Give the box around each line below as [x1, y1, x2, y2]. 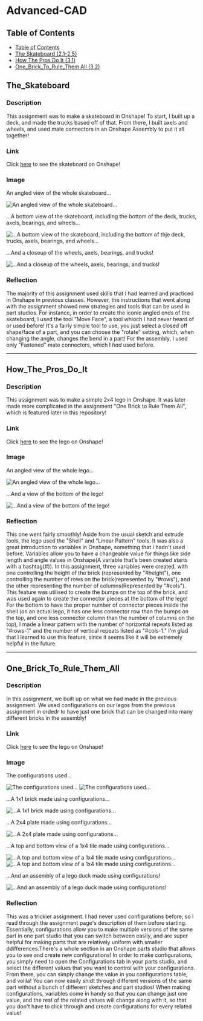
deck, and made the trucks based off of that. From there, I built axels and [6, 119, 188, 126]
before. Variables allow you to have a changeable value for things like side [6, 550, 191, 557]
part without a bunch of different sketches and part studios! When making [6, 983, 190, 991]
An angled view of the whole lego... [6, 466, 94, 474]
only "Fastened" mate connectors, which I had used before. [6, 341, 155, 348]
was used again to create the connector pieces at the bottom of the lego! [6, 595, 188, 602]
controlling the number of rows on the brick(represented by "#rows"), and [6, 576, 190, 583]
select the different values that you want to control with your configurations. [6, 964, 195, 971]
